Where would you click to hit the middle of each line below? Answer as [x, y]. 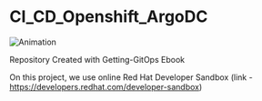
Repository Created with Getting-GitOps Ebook [97, 59]
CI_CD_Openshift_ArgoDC [109, 17]
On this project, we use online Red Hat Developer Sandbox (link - [131, 77]
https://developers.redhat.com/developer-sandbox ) [106, 86]
